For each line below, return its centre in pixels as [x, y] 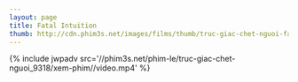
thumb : [21, 34]
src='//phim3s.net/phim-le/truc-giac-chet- [157, 59]
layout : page [33, 17]
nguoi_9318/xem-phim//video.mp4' [73, 68]
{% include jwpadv [43, 59]
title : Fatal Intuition [53, 26]
